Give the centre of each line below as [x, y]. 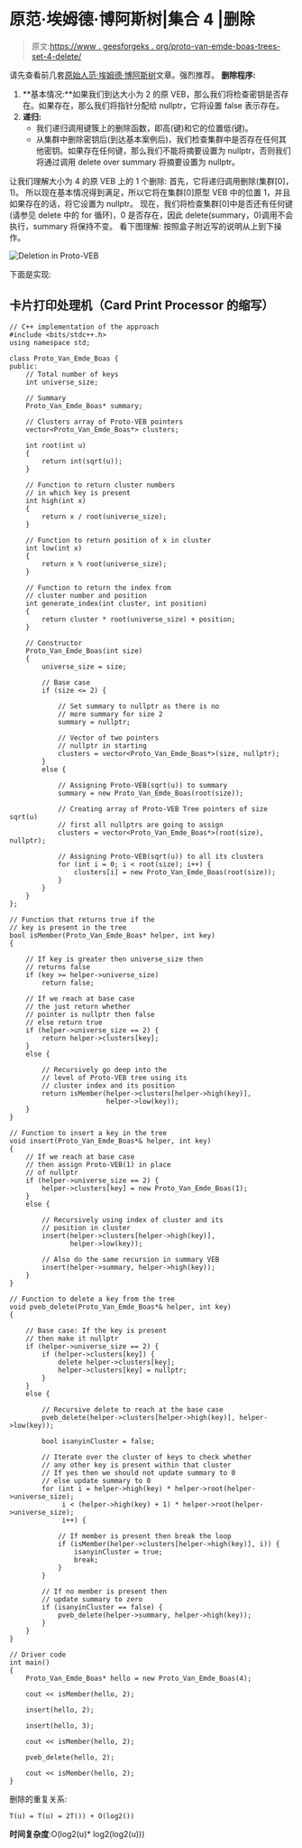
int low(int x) [54, 548]
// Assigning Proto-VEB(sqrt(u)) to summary [142, 785]
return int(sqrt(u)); [82, 461]
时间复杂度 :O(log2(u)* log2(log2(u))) [77, 1834]
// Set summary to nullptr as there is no [138, 706]
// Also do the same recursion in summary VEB [131, 1259]
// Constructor [54, 643]
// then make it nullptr [72, 1339]
